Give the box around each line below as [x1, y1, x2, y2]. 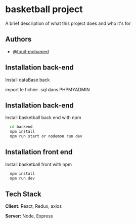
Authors [5, 35, 32, 44]
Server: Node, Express [5, 213, 53, 219]
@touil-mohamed [12, 48, 49, 54]
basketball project [5, 4, 83, 15]
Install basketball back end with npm [5, 115, 81, 121]
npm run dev [10, 176, 35, 181]
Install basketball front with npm [5, 161, 72, 167]
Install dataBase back [5, 77, 50, 83]
